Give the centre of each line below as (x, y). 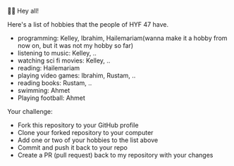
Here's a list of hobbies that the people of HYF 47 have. (88, 24)
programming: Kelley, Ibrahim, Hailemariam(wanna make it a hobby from (122, 38)
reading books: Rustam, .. (55, 83)
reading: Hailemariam (49, 68)
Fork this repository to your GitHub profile (78, 125)
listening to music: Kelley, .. (57, 53)
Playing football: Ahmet (51, 98)
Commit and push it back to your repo (73, 147)
